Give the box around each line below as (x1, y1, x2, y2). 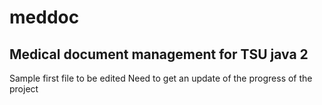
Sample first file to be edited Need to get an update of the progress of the (9, 72, 313, 84)
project (9, 83, 39, 95)
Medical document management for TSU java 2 (9, 46, 309, 63)
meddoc (9, 6, 80, 29)
